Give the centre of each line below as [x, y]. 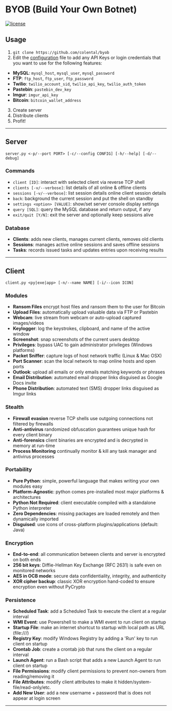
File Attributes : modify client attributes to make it [64, 682]
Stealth [15, 407]
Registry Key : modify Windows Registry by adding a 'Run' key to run [85, 638]
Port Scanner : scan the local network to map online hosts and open [84, 361]
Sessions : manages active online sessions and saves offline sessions [86, 245]
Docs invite [25, 383]
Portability [19, 470]
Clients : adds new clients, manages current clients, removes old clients [88, 239]
